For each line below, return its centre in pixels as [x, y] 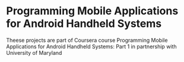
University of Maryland [34, 52]
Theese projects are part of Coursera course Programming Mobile [87, 40]
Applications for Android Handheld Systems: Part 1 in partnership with [91, 46]
